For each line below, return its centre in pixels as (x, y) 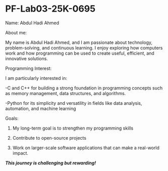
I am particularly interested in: (36, 78)
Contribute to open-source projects (49, 138)
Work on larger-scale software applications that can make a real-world (86, 148)
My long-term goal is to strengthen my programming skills (73, 128)
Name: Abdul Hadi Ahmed (32, 23)
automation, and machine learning (41, 108)
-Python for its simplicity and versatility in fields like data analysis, (74, 103)
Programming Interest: (29, 68)
